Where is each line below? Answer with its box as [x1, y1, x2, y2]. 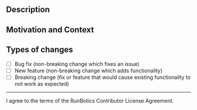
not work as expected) [14, 80, 69, 87]
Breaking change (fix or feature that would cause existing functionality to [14, 74, 191, 81]
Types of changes [6, 45, 73, 55]
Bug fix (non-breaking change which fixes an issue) [14, 60, 140, 67]
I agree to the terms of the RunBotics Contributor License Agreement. [6, 97, 174, 104]
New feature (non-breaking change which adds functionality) [14, 67, 163, 74]
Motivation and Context [6, 25, 94, 35]
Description [6, 5, 50, 15]
